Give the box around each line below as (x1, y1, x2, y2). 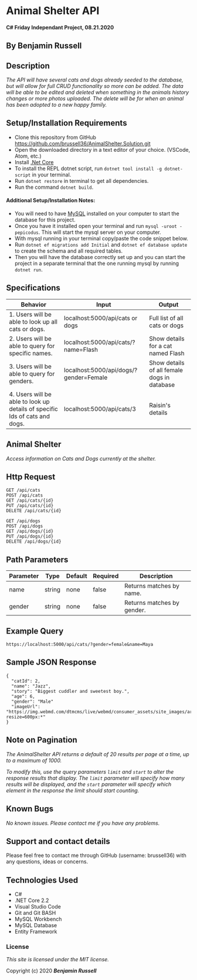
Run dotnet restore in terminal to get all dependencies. (14, 177, 149, 184)
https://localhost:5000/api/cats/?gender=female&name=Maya (6, 642, 154, 648)
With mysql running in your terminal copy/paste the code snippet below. (14, 235, 189, 241)
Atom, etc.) (14, 152, 42, 159)
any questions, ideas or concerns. (6, 858, 89, 865)
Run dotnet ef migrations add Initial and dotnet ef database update (14, 241, 188, 248)
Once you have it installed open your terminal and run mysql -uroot (14, 223, 177, 229)
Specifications (6, 283, 60, 293)
